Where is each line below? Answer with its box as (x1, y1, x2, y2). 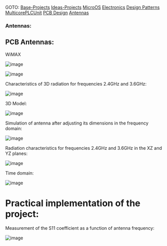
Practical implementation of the (5, 197, 141, 209)
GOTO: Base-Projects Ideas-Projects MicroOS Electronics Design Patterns (5, 5, 160, 10)
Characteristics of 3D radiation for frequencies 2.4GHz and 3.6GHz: (5, 80, 147, 87)
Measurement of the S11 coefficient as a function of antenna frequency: (5, 225, 154, 231)
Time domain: (5, 170, 34, 176)
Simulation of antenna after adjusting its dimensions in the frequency (5, 120, 149, 126)
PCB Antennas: (5, 38, 54, 47)
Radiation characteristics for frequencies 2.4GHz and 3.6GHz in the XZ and (5, 145, 162, 151)
